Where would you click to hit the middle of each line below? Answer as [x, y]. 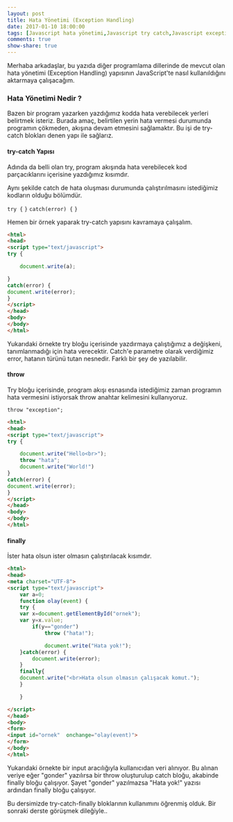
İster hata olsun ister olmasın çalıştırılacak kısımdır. [80, 556]
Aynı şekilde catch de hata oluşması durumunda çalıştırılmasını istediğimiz [113, 187]
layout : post [26, 14]
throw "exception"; [35, 410]
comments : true [29, 40]
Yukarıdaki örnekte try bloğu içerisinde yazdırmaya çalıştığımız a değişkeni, [115, 343]
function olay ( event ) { [54, 601]
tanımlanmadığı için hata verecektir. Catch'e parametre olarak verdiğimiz [110, 351]
